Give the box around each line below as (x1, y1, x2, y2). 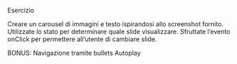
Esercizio (7, 6, 34, 14)
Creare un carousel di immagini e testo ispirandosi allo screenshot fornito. (7, 20, 224, 28)
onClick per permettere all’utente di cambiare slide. (7, 35, 157, 43)
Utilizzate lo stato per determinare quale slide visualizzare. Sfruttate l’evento (7, 28, 231, 36)
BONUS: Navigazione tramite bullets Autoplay (7, 49, 141, 57)
